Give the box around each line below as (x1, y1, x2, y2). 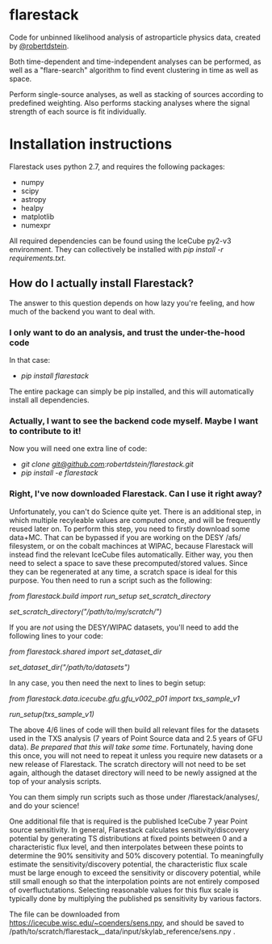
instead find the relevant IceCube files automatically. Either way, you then (9, 550, 253, 559)
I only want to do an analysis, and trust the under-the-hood (9, 327, 245, 338)
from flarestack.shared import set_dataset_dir (9, 647, 162, 656)
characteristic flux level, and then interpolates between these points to (9, 842, 244, 852)
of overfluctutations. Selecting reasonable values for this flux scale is (9, 885, 239, 895)
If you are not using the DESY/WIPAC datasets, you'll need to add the (9, 622, 239, 632)
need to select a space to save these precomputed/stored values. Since (9, 558, 249, 567)
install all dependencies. (9, 394, 90, 405)
